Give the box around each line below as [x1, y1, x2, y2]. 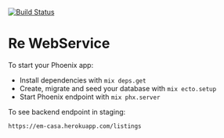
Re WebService [8, 35, 110, 52]
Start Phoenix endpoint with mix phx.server [19, 92, 161, 101]
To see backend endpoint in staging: [8, 107, 126, 116]
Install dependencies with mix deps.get [19, 75, 146, 85]
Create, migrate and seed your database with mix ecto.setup [19, 83, 217, 93]
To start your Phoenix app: [8, 60, 94, 69]
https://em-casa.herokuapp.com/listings [8, 122, 143, 130]
